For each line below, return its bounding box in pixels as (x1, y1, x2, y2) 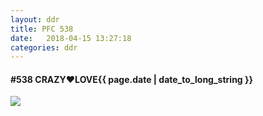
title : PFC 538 (10, 24, 74, 34)
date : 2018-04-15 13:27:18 (10, 33, 132, 43)
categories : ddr (10, 42, 78, 53)
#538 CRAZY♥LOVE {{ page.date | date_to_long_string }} (10, 73, 254, 85)
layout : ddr (10, 14, 60, 25)
